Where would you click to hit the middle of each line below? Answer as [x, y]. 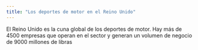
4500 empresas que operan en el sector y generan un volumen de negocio [99, 35]
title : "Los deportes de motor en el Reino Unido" [71, 12]
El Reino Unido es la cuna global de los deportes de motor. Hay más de [94, 29]
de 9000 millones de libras [39, 42]
